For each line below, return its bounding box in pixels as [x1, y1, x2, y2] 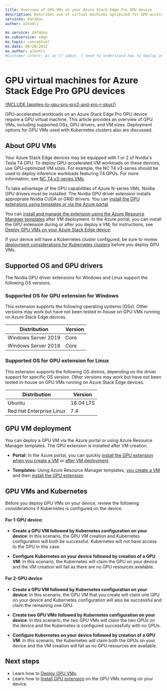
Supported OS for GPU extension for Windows [5, 292, 119, 299]
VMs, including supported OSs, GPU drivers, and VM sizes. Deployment [5, 122, 153, 128]
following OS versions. [5, 280, 51, 286]
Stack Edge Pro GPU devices [5, 85, 125, 96]
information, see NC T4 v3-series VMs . [5, 176, 85, 182]
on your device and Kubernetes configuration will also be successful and [12, 597, 162, 603]
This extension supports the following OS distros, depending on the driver [5, 368, 157, 374]
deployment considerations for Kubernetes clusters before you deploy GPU [5, 242, 160, 248]
